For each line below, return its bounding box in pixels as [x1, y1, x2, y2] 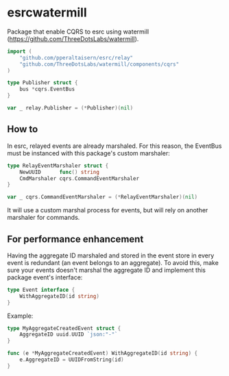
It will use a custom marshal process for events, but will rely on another [7, 206, 208, 214]
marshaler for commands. [7, 214, 80, 222]
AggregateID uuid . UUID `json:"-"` [19, 331, 118, 338]
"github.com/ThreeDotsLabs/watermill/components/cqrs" [19, 60, 180, 68]
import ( [7, 48, 32, 55]
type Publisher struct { [7, 79, 78, 86]
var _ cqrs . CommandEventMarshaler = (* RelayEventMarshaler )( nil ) [7, 194, 197, 201]
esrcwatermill [7, 5, 87, 21]
